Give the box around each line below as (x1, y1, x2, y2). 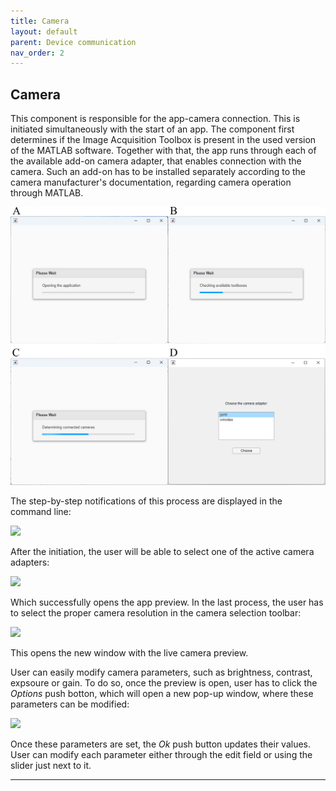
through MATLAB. (10, 187, 84, 199)
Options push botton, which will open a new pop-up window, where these (10, 687, 314, 699)
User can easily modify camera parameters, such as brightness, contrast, (10, 666, 313, 678)
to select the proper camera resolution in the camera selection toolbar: (10, 606, 302, 619)
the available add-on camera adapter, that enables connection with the (10, 155, 302, 167)
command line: (10, 505, 72, 517)
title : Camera (10, 16, 70, 26)
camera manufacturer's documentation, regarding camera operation (10, 176, 292, 189)
